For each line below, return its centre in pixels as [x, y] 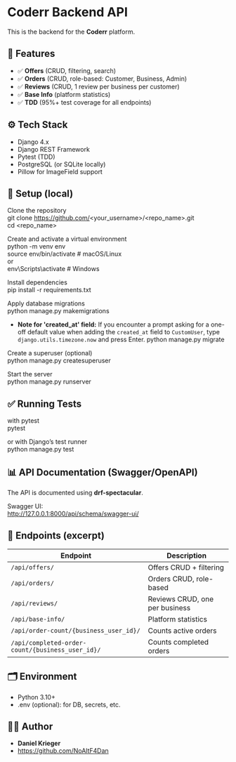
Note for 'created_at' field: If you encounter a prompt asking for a [113, 324]
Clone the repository [37, 211]
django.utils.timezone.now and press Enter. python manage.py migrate [121, 340]
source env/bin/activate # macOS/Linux [65, 254]
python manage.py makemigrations [59, 311]
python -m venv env [37, 247]
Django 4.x [33, 142]
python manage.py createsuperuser [59, 361]
